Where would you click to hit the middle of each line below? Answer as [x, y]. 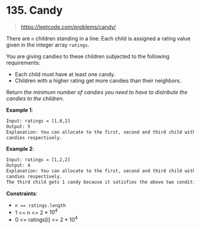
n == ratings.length [40, 205]
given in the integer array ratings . [48, 45]
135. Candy [35, 10]
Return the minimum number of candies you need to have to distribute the [97, 92]
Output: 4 [18, 165]
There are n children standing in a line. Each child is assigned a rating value [98, 38]
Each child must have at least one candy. [65, 74]
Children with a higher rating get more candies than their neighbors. [98, 81]
